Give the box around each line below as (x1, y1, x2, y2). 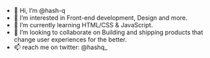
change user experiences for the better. (13, 35, 127, 44)
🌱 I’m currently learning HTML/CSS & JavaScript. (13, 21, 153, 29)
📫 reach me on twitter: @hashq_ (13, 43, 108, 51)
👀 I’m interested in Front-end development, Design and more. (13, 14, 188, 22)
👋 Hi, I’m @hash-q (13, 7, 66, 14)
